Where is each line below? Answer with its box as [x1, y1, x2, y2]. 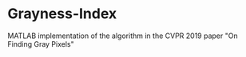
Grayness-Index [7, 5, 117, 23]
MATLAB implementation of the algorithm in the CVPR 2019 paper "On [7, 31, 238, 40]
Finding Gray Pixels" [7, 39, 74, 48]
